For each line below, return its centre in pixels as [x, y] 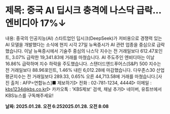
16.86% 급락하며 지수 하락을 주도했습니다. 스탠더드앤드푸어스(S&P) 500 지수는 [83, 64]
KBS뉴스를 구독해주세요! [29, 95]
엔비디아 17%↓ [36, 23]
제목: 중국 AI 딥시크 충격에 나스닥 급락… [83, 10]
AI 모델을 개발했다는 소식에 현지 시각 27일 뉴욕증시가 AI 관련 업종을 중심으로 [80, 44]
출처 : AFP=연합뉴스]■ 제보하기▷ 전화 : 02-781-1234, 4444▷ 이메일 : [81, 82]
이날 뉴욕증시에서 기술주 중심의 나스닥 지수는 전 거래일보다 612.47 [89, 51]
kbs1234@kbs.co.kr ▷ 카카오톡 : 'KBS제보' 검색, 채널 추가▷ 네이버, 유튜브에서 [83, 89]
